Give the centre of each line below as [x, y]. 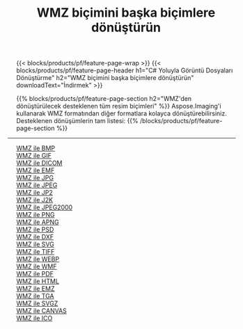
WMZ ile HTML [38, 281]
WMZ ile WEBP [38, 259]
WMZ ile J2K [34, 200]
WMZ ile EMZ [36, 289]
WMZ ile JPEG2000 [45, 207]
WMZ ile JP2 [34, 193]
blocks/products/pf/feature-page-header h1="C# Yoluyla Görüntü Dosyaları [125, 70]
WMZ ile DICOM [39, 163]
